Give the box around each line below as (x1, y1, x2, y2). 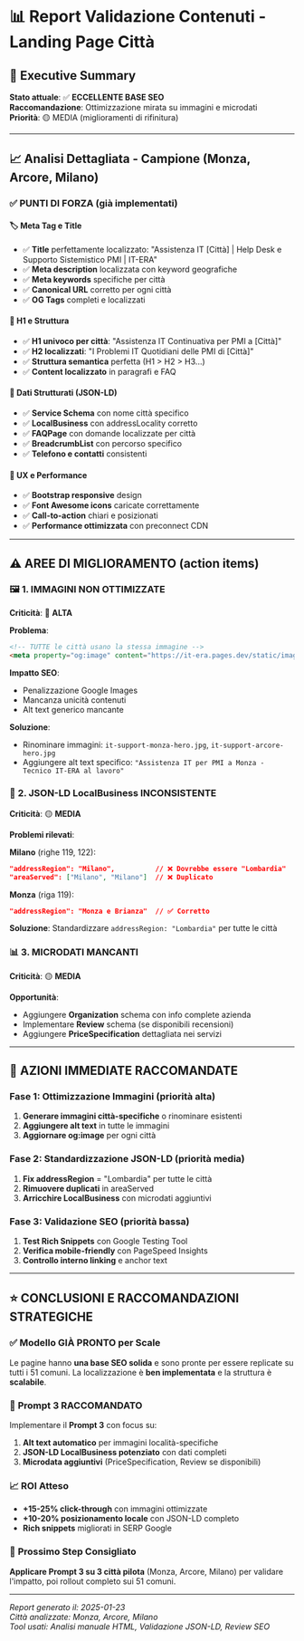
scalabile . (9, 1377, 47, 1387)
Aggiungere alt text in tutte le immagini (22, 1120, 170, 1131)
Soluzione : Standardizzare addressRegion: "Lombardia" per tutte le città (9, 923, 278, 934)
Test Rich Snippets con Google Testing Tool (22, 1236, 188, 1247)
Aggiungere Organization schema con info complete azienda (22, 1009, 252, 1020)
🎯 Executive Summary (9, 68, 137, 83)
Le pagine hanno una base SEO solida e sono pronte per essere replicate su (9, 1357, 294, 1367)
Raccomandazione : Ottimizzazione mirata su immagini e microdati (9, 102, 258, 112)
